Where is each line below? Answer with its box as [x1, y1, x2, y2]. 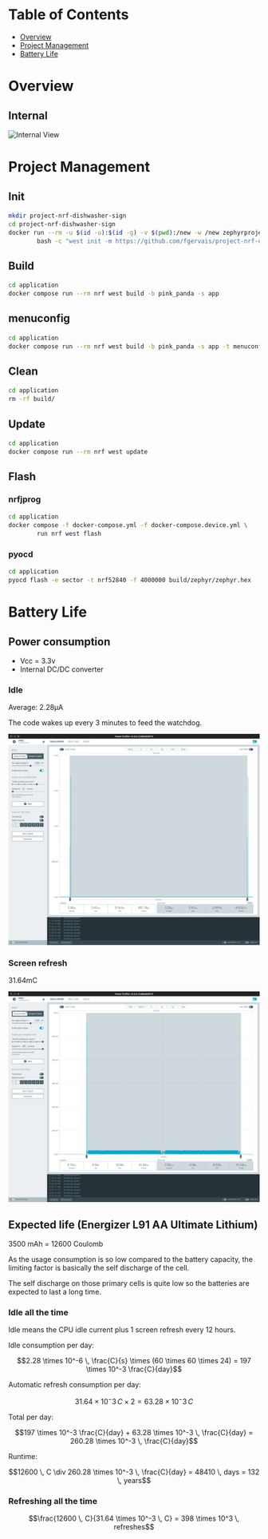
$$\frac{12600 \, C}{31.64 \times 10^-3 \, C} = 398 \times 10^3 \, [28, 1513, 240, 1523]
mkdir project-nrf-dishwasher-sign [8, 212, 127, 220]
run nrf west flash [37, 530, 102, 538]
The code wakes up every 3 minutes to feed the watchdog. [8, 718, 203, 728]
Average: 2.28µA [8, 703, 64, 712]
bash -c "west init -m [37, 237, 112, 245]
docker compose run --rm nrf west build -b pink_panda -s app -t [8, 342, 230, 351]
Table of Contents [8, 6, 129, 24]
